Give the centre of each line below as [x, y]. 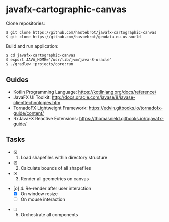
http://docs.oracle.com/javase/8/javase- [93, 97]
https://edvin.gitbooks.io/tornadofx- [125, 108]
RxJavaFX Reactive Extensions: [46, 118]
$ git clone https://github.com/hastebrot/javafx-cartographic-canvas [81, 32]
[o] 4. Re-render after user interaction [52, 188]
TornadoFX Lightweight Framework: [50, 108]
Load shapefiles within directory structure [64, 157]
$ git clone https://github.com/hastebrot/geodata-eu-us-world [73, 37]
